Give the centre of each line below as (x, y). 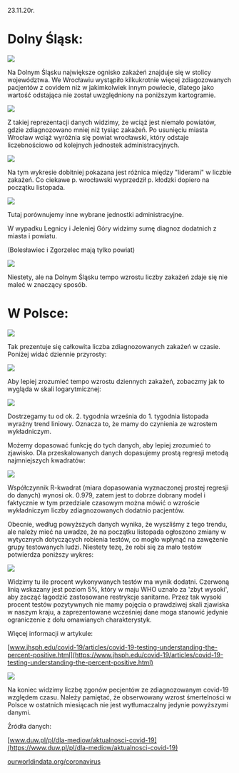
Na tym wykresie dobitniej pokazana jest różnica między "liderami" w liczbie (119, 172)
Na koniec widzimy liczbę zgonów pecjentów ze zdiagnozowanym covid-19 (118, 689)
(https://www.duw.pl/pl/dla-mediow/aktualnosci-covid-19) (93, 747)
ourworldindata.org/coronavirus (54, 761)
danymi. (19, 712)
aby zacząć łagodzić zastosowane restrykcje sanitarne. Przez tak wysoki (115, 597)
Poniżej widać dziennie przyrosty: (57, 354)
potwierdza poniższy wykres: (51, 554)
